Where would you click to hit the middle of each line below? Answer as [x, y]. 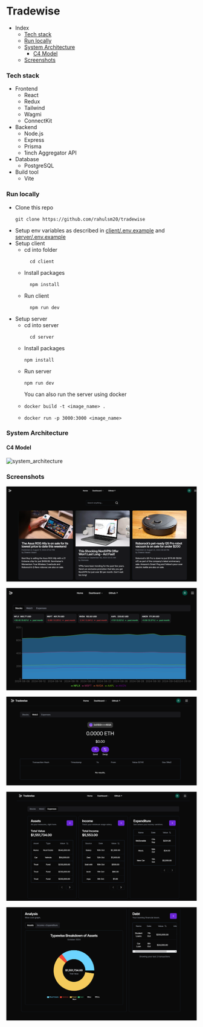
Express [34, 140]
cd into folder [41, 249]
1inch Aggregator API [50, 153]
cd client [42, 261]
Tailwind [34, 108]
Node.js [34, 133]
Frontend [26, 89]
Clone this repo [34, 207]
